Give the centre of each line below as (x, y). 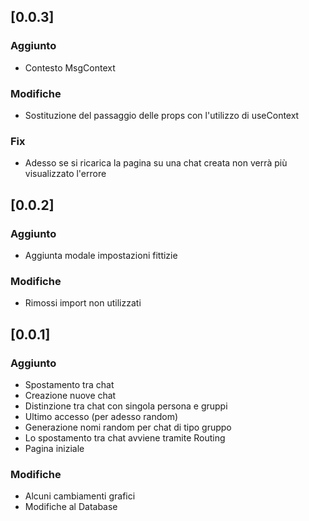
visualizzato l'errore (65, 174)
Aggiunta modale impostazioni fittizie (101, 255)
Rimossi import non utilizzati (83, 303)
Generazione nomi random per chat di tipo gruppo (128, 427)
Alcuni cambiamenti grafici (80, 496)
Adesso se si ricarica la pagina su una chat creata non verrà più (156, 163)
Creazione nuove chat (70, 395)
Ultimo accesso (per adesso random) (101, 416)
